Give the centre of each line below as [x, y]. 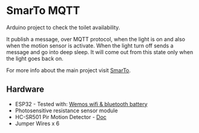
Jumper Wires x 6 [37, 123]
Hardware [25, 90]
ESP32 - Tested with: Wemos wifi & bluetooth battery [81, 104]
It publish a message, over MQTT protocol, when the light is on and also [96, 39]
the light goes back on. [35, 58]
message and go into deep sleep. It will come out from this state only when [100, 52]
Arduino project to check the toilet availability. [63, 27]
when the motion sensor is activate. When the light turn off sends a [90, 46]
